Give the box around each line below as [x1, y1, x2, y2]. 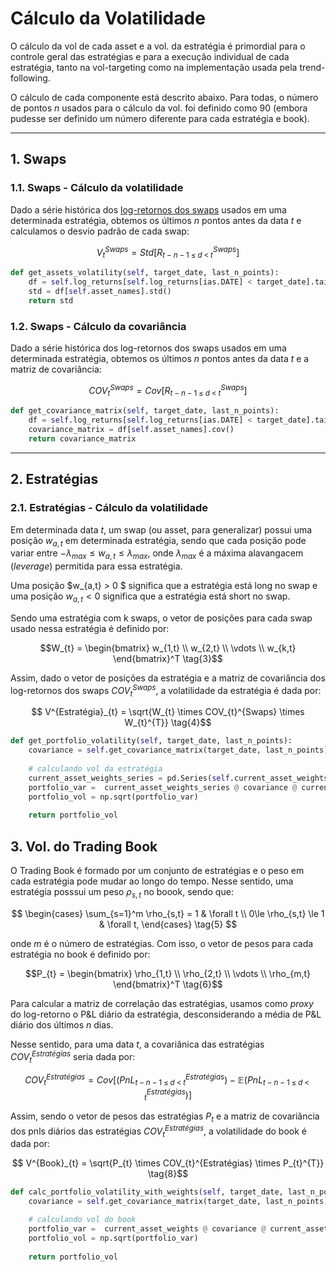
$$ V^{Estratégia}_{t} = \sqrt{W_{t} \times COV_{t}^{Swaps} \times [31, 706, 305, 718]
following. [10, 72, 51, 84]
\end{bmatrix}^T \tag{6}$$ [113, 978, 223, 990]
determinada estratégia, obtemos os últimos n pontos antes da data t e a [10, 352, 310, 364]
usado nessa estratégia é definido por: [10, 622, 170, 634]
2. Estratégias [10, 471, 99, 488]
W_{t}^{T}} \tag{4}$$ [124, 717, 212, 729]
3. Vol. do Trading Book [10, 838, 158, 855]
